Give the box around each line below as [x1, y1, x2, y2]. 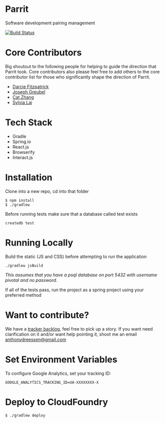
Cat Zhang [12, 94, 34, 100]
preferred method [5, 292, 42, 298]
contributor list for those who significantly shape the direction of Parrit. [5, 74, 151, 80]
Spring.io [12, 138, 31, 145]
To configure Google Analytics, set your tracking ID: [5, 370, 111, 376]
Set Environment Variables [5, 354, 118, 365]
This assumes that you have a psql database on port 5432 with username [5, 272, 158, 278]
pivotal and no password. [5, 277, 58, 283]
